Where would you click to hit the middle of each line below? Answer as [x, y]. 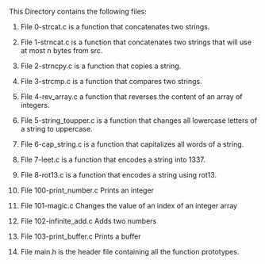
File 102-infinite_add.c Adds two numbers [88, 221]
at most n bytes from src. [61, 50]
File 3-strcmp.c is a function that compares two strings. [111, 81]
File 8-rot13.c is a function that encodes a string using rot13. [119, 175]
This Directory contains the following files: [78, 11]
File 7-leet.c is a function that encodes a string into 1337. [113, 159]
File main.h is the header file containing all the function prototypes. [130, 252]
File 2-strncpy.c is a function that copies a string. [101, 66]
